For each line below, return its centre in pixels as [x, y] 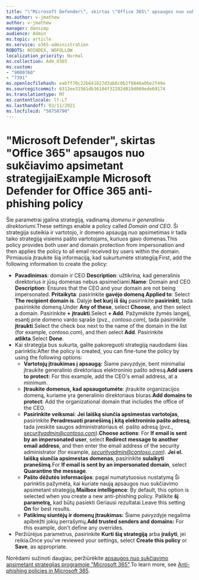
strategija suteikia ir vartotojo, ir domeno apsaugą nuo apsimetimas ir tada [97, 233]
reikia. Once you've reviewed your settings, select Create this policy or [101, 540]
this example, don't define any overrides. [73, 528]
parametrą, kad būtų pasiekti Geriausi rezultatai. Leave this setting [104, 503]
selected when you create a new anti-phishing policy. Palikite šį [101, 496]
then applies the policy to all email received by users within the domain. [93, 251]
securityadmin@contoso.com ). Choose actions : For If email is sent [105, 433]
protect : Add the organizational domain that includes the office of [104, 402]
